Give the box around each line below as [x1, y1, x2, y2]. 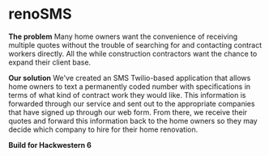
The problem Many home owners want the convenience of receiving [8, 32, 238, 41]
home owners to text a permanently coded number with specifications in [8, 82, 251, 91]
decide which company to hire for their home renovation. [8, 124, 199, 134]
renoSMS [8, 5, 72, 23]
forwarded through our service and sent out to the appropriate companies [8, 99, 255, 108]
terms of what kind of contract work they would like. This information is [8, 90, 246, 99]
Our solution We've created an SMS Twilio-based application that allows [8, 73, 251, 82]
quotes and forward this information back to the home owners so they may [8, 116, 258, 125]
